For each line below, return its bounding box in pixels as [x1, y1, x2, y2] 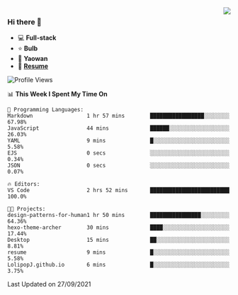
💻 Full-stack [17, 33, 57, 42]
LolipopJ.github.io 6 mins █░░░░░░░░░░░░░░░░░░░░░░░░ [7, 262, 230, 269]
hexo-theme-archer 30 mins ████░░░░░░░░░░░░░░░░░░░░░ [7, 224, 230, 231]
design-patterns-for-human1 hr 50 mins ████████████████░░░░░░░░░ [7, 212, 230, 219]
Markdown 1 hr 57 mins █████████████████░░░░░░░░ [7, 113, 230, 120]
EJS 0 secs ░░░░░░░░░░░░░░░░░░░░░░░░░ [7, 150, 230, 157]
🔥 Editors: [7, 181, 40, 188]
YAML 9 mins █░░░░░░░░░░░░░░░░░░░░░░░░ [7, 138, 230, 145]
